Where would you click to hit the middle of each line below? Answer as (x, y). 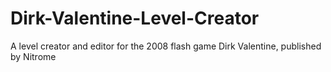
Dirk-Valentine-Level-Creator (135, 18)
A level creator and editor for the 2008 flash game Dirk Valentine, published (166, 46)
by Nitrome (33, 56)
